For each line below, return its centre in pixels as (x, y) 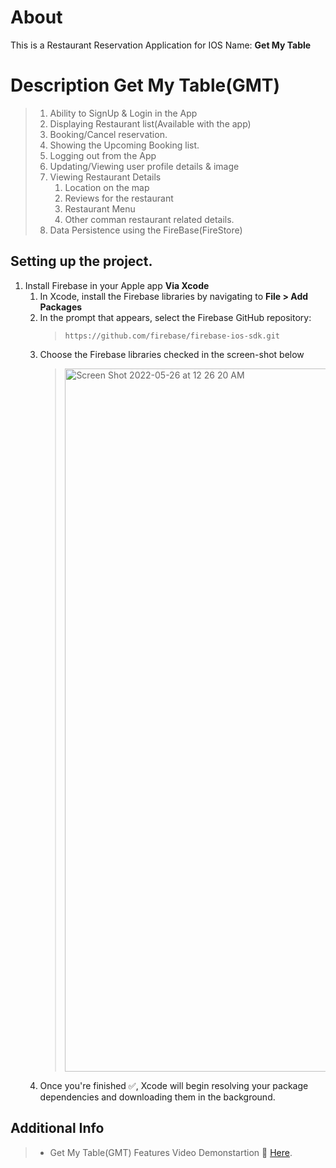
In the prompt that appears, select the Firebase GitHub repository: (175, 317)
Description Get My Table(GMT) (145, 85)
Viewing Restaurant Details (105, 177)
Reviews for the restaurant (119, 198)
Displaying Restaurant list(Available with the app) (150, 123)
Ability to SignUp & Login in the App (123, 113)
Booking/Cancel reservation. (108, 134)
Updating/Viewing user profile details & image (144, 166)
